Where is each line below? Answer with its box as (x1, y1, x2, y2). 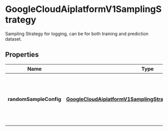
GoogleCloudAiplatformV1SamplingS (5, 3, 162, 15)
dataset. (5, 36, 22, 42)
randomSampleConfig (7, 95, 61, 102)
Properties (5, 50, 39, 59)
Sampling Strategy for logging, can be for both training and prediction (5, 30, 149, 36)
